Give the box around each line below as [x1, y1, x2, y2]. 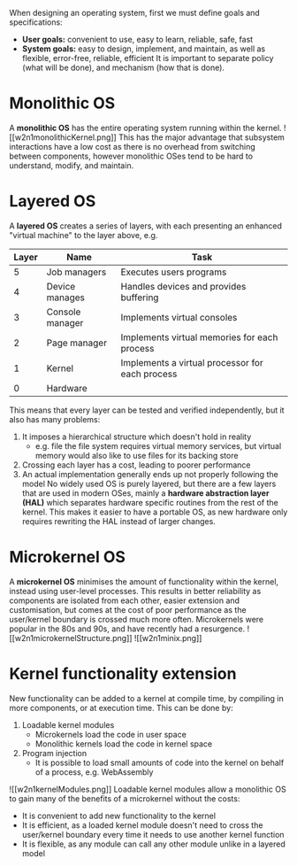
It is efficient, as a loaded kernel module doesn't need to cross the [21, 819, 263, 831]
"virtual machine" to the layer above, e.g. [9, 229, 158, 240]
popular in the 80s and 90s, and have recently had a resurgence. [9, 623, 246, 634]
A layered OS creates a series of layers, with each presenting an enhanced [9, 220, 283, 231]
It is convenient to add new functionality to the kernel [21, 810, 217, 821]
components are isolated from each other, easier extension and [9, 595, 240, 606]
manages [46, 291, 86, 304]
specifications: [9, 17, 64, 27]
